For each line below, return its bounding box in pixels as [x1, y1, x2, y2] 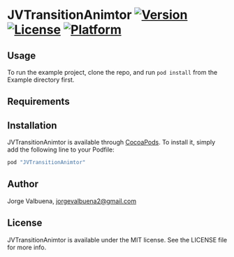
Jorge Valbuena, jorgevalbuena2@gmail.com [7, 196, 137, 205]
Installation [7, 119, 57, 131]
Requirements [7, 96, 70, 108]
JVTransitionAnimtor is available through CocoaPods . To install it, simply [7, 138, 216, 147]
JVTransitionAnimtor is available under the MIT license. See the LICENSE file [7, 235, 228, 244]
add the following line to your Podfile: [7, 145, 115, 154]
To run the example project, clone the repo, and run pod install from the [7, 68, 218, 76]
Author [7, 178, 38, 190]
